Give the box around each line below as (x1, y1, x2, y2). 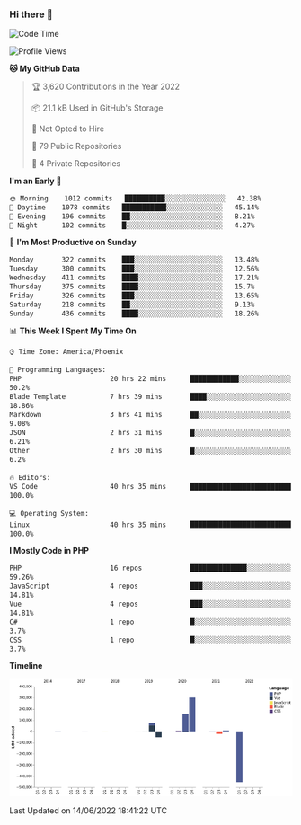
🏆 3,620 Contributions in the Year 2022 (31, 81, 181, 93)
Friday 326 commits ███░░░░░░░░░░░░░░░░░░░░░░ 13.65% (9, 291, 259, 300)
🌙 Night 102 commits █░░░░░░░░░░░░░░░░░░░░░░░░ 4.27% (9, 221, 255, 230)
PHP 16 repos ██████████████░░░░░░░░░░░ (9, 563, 292, 573)
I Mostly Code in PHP (9, 546, 90, 556)
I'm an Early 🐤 (9, 175, 62, 187)
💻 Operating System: (9, 510, 90, 519)
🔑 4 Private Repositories (31, 158, 121, 169)
